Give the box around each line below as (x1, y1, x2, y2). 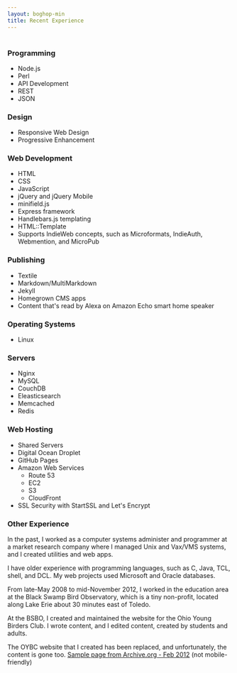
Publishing (7, 255, 45, 265)
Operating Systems (7, 319, 76, 329)
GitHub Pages (17, 456, 59, 464)
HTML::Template (17, 222, 67, 231)
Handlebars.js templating (17, 214, 91, 224)
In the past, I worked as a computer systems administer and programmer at (7, 535, 228, 543)
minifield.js (17, 199, 50, 208)
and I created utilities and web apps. (7, 549, 114, 558)
